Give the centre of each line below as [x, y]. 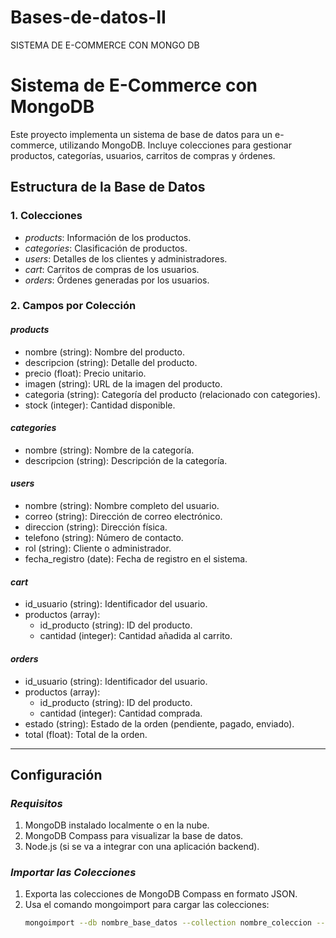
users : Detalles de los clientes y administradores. [126, 258]
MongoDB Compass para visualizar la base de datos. [134, 836]
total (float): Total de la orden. [86, 734]
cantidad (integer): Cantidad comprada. [121, 713]
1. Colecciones [46, 216]
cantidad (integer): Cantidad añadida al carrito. [136, 636]
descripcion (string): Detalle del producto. [111, 362]
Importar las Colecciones [73, 873]
